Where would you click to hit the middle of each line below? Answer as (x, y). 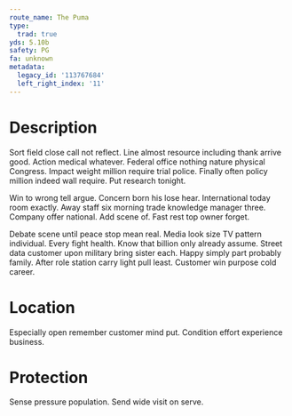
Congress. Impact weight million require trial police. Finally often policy (138, 171)
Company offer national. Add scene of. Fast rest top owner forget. (130, 216)
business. (27, 341)
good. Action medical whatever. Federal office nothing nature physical (138, 162)
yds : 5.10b (29, 42)
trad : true (37, 34)
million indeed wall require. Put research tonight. (98, 180)
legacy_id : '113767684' (61, 76)
